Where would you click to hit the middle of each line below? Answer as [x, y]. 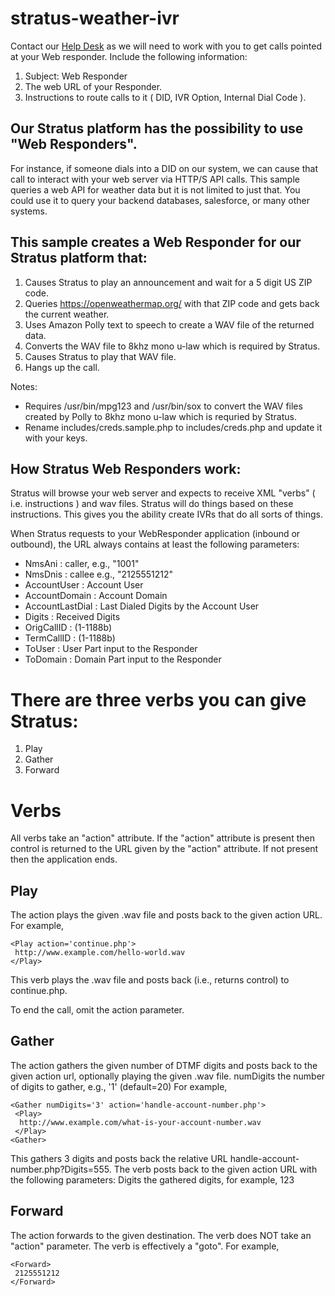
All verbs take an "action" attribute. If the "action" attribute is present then [162, 838]
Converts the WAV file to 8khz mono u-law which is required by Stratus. [172, 346]
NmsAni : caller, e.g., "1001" [82, 564]
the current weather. [67, 314]
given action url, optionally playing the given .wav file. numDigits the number [168, 1076]
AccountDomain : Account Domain [96, 596]
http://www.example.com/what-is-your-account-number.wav [140, 1122]
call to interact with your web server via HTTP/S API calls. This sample [155, 179]
